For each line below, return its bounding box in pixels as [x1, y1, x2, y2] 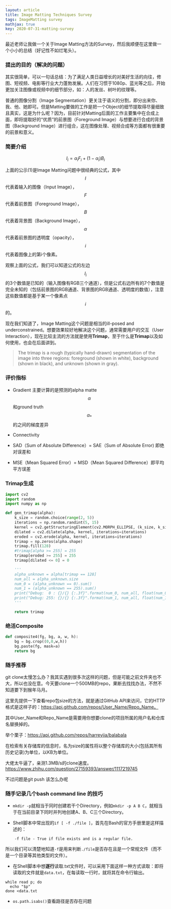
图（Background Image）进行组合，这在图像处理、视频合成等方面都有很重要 [5, 123, 165, 129]
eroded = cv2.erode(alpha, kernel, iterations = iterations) [14, 534, 142, 539]
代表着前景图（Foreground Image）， [5, 201, 82, 207]
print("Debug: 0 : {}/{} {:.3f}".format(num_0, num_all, [14, 591, 140, 596]
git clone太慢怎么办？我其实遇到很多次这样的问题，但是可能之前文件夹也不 [5, 674, 162, 680]
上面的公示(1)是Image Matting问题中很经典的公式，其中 [5, 167, 121, 173]
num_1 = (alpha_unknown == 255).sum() [14, 586, 97, 591]
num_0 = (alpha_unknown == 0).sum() [14, 581, 93, 586]
